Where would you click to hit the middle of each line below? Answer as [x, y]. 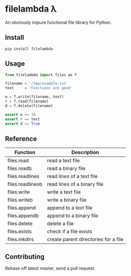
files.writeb [20, 200]
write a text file [64, 192]
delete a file [60, 224]
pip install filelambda [29, 49]
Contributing [25, 256]
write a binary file [67, 200]
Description [85, 152]
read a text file [63, 161]
